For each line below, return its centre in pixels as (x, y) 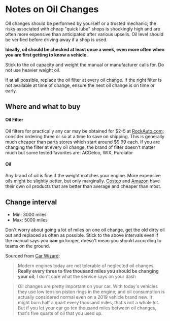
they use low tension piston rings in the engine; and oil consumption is (91, 292)
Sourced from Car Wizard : (32, 255)
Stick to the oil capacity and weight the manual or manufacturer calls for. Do (85, 65)
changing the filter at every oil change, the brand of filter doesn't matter (80, 147)
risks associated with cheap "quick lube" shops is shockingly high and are (83, 28)
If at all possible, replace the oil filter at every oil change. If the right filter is (83, 80)
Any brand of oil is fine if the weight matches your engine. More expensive (83, 175)
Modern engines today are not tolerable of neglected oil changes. (86, 266)
